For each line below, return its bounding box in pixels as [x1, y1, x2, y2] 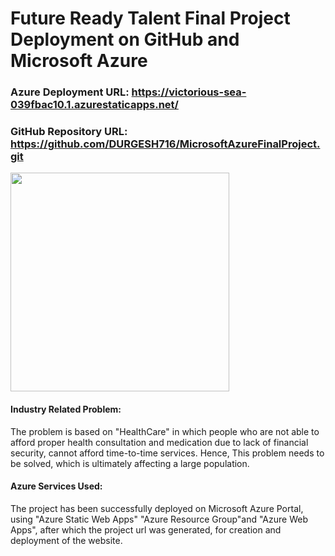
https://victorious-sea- [131, 85, 247, 99]
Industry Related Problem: [10, 403, 122, 415]
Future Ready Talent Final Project [10, 7, 291, 30]
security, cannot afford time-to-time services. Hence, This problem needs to [10, 447, 325, 459]
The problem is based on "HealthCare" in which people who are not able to [10, 425, 320, 437]
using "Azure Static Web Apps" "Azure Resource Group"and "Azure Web [10, 513, 308, 525]
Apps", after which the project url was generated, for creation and [10, 523, 282, 536]
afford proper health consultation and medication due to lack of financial [10, 436, 309, 448]
